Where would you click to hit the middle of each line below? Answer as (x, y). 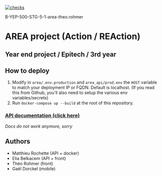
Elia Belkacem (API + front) (39, 158)
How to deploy (27, 71)
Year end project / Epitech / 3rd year (61, 54)
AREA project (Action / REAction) (73, 37)
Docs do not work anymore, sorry (39, 126)
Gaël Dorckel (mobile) (34, 168)
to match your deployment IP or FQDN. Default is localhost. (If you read (83, 88)
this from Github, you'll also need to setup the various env (70, 93)
